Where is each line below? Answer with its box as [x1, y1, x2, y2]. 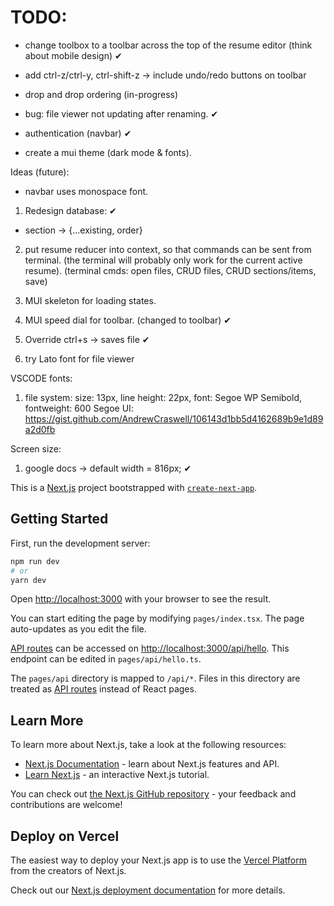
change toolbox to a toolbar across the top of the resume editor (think [24, 39, 313, 51]
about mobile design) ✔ [24, 49, 123, 61]
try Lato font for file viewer [24, 352, 135, 365]
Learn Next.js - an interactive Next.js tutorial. [24, 769, 210, 781]
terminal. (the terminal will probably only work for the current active [24, 254, 303, 266]
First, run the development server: [10, 537, 151, 549]
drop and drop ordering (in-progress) [24, 88, 179, 100]
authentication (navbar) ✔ [24, 127, 132, 139]
